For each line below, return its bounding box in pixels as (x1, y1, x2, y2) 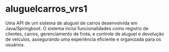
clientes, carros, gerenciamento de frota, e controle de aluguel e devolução (5, 31, 164, 37)
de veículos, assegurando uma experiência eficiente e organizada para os (5, 36, 161, 42)
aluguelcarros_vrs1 (5, 3, 88, 15)
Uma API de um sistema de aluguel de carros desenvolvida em (5, 20, 138, 26)
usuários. (5, 41, 25, 47)
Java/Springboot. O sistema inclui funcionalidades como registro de (5, 25, 149, 31)
